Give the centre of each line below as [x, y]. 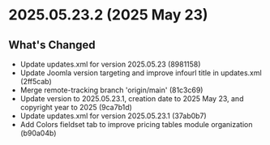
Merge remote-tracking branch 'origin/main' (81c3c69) [111, 90]
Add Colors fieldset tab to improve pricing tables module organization [136, 124]
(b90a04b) [38, 133]
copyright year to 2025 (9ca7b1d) [76, 107]
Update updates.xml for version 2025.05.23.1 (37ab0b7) [113, 116]
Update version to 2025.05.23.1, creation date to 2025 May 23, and [132, 98]
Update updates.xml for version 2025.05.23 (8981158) [110, 64]
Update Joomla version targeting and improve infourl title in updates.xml [141, 73]
